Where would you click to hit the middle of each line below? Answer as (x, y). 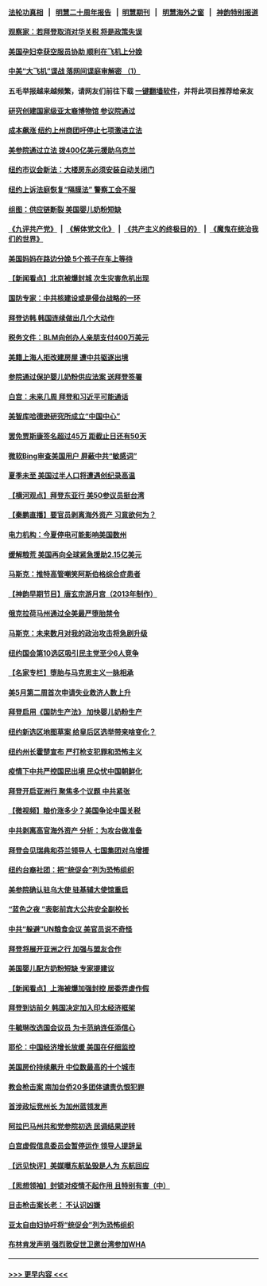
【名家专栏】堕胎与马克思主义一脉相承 (71, 672)
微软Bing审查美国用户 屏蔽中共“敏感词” (73, 456)
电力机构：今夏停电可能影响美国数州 (68, 535)
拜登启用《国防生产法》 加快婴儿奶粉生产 (75, 712)
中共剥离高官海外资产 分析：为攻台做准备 (75, 830)
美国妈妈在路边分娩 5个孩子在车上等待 (71, 258)
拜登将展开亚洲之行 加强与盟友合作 (65, 949)
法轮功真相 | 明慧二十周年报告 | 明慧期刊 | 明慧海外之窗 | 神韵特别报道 (133, 12)
